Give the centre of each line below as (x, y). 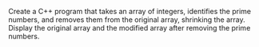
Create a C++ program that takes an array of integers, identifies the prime (130, 11)
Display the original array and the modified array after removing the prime (129, 28)
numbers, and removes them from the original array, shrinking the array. (127, 20)
